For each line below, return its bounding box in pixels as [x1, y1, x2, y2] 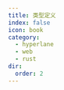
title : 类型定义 [8, 11, 56, 20]
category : [8, 33, 41, 41]
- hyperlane [15, 41, 55, 49]
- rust [15, 56, 37, 63]
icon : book [8, 26, 44, 34]
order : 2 [15, 70, 44, 77]
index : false [8, 19, 51, 27]
